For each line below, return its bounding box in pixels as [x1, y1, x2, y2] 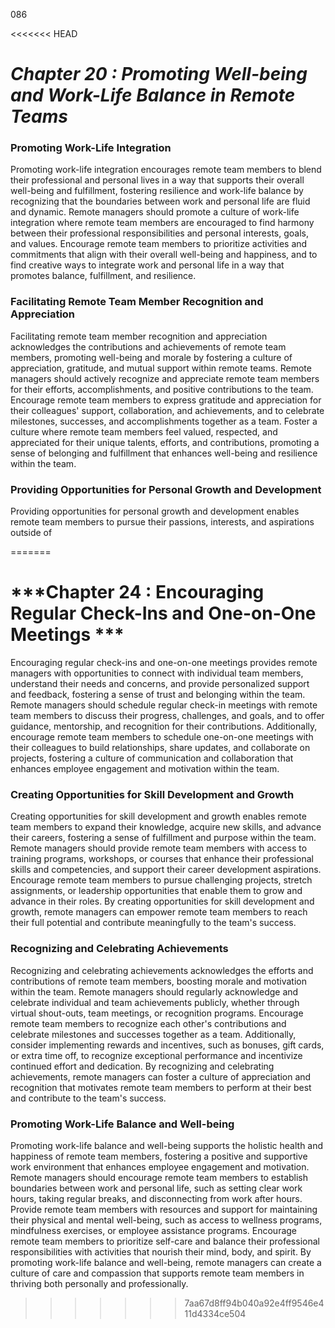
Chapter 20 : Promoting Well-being [10, 63, 308, 86]
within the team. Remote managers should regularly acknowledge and [10, 985, 299, 998]
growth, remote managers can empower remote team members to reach [10, 906, 308, 918]
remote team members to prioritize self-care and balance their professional [10, 1235, 320, 1247]
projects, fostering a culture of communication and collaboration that [10, 752, 294, 764]
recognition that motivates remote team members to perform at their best [10, 1081, 312, 1093]
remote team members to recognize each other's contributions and [10, 1017, 287, 1029]
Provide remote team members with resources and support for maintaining [10, 1203, 318, 1215]
